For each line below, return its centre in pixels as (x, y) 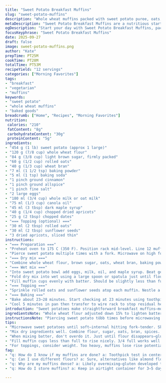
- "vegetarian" (21, 88)
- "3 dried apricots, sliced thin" (42, 235)
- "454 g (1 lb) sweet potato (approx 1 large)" (56, 148)
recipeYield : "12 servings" (34, 70)
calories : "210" (24, 125)
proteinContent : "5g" (29, 139)
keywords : (15, 97)
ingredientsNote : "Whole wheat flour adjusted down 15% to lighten (76, 313)
